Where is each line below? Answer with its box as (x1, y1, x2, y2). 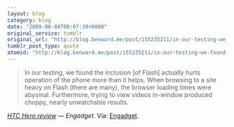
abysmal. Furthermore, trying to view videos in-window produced (24, 90, 212, 98)
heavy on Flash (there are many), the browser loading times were (24, 83, 212, 91)
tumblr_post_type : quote (7, 43, 79, 50)
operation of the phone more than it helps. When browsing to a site (24, 75, 217, 84)
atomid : (7, 50, 30, 57)
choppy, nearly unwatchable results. (24, 98, 129, 106)
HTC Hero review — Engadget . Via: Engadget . (7, 111, 139, 119)
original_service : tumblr (7, 29, 82, 37)
